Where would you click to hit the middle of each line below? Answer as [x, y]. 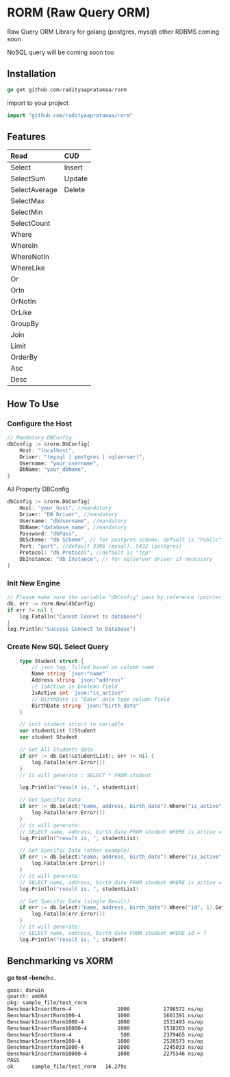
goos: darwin [26, 990]
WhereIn [24, 246]
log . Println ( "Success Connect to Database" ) [72, 629]
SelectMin [27, 212]
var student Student [49, 737]
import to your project [38, 103]
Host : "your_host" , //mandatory [65, 508]
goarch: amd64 [27, 997]
